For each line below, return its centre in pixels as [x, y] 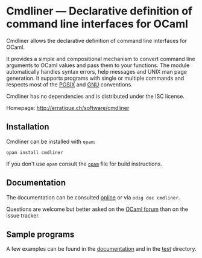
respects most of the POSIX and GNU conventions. [69, 84]
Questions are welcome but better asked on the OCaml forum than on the [97, 209]
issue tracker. [23, 215]
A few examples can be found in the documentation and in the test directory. [101, 249]
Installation [28, 127]
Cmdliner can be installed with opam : [51, 141]
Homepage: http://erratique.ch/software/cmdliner [68, 108]
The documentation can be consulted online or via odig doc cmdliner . [93, 197]
